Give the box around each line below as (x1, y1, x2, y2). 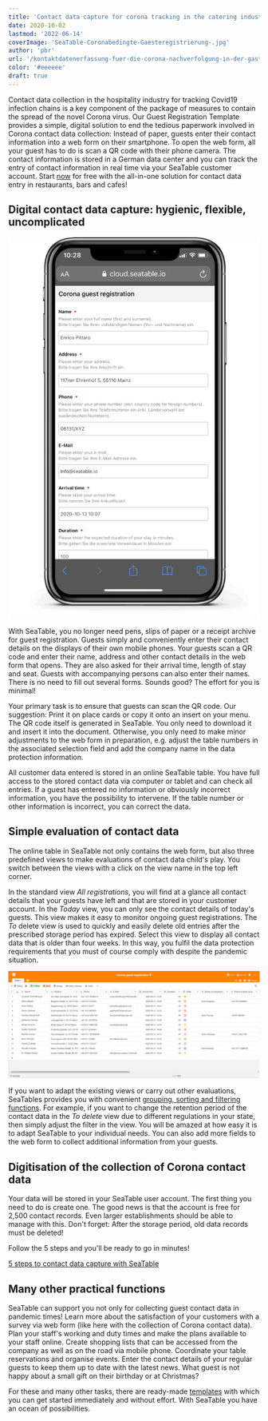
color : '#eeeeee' (8, 64, 66, 72)
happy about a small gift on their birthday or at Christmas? (8, 1371, 199, 1381)
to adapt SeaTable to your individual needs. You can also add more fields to (8, 1128, 256, 1138)
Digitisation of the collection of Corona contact (8, 1160, 246, 1174)
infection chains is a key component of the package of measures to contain (8, 103, 256, 113)
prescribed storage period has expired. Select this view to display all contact (8, 929, 260, 939)
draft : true (8, 72, 48, 80)
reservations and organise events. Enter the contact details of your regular (8, 1355, 253, 1364)
